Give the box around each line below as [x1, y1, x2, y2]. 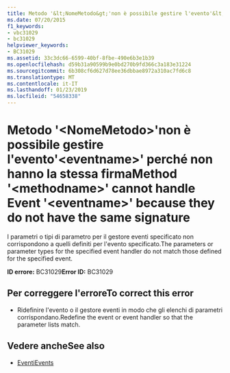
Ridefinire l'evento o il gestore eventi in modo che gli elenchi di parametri [16, 306, 223, 314]
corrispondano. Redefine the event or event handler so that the [16, 313, 194, 321]
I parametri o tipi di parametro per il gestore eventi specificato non [7, 232, 194, 241]
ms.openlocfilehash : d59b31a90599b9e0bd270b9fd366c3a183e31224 [7, 61, 192, 68]
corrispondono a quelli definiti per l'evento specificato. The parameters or [7, 239, 214, 248]
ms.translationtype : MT [7, 73, 75, 81]
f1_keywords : [7, 23, 44, 29]
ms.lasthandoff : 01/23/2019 [7, 86, 88, 93]
